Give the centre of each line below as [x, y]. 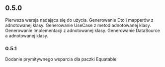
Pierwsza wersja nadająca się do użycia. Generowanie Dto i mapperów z [80, 20]
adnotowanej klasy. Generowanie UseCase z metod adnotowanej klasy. [78, 25]
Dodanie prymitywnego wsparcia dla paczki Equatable [61, 59]
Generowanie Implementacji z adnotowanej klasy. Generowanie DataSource [82, 30]
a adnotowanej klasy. [27, 35]
